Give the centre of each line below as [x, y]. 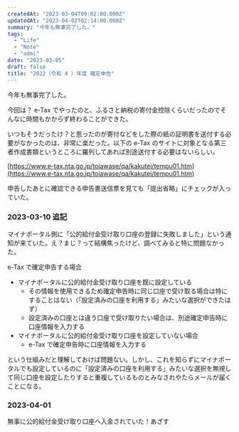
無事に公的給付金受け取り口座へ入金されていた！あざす [88, 421]
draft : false [27, 67]
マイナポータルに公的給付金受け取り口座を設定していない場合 [108, 335]
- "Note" [27, 47]
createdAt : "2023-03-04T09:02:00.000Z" [67, 14]
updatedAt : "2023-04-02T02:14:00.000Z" [67, 21]
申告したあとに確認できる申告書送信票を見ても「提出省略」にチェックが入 [116, 188]
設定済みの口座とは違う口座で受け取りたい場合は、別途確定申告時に [128, 317]
